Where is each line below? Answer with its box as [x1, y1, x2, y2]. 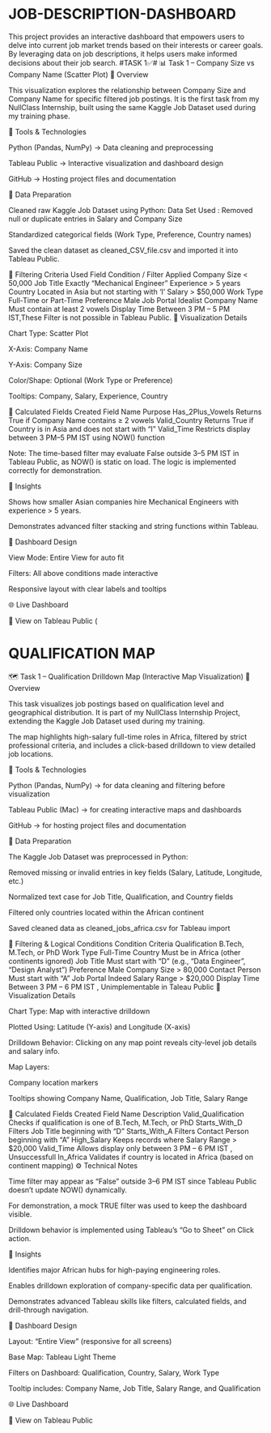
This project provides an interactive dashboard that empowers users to [8, 32, 245, 41]
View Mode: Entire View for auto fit [8, 552, 125, 562]
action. [8, 1233, 32, 1243]
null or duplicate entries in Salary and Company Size [8, 214, 183, 224]
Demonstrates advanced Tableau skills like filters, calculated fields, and [8, 1296, 247, 1306]
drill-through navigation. [8, 1305, 89, 1315]
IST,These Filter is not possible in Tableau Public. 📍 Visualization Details [8, 313, 248, 322]
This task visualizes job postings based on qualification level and [8, 698, 224, 709]
